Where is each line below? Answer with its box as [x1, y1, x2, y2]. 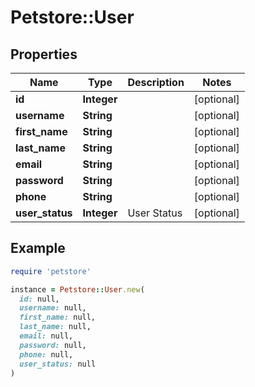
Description [127, 76, 185, 89]
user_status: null [19, 359, 97, 369]
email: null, [19, 331, 74, 341]
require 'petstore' [10, 266, 92, 276]
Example [10, 240, 66, 257]
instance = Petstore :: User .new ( [10, 284, 145, 295]
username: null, [19, 303, 87, 313]
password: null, [19, 340, 87, 350]
